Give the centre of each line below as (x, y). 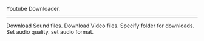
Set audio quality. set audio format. (50, 32)
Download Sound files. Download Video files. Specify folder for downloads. (100, 26)
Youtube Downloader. (33, 9)
